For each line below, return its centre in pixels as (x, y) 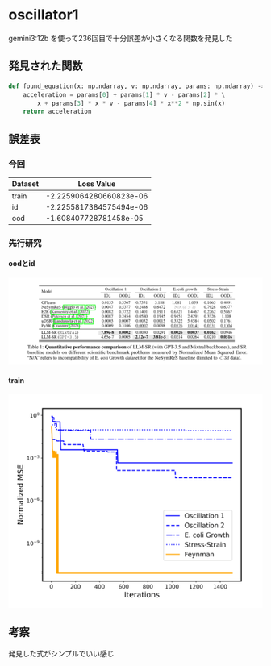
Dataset (25, 184)
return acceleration (57, 112)
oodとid (22, 264)
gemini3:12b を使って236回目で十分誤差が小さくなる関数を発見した (121, 38)
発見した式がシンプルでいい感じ (61, 653)
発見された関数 (46, 66)
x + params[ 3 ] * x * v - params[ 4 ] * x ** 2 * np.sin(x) (131, 103)
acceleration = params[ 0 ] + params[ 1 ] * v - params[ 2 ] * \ (124, 94)
